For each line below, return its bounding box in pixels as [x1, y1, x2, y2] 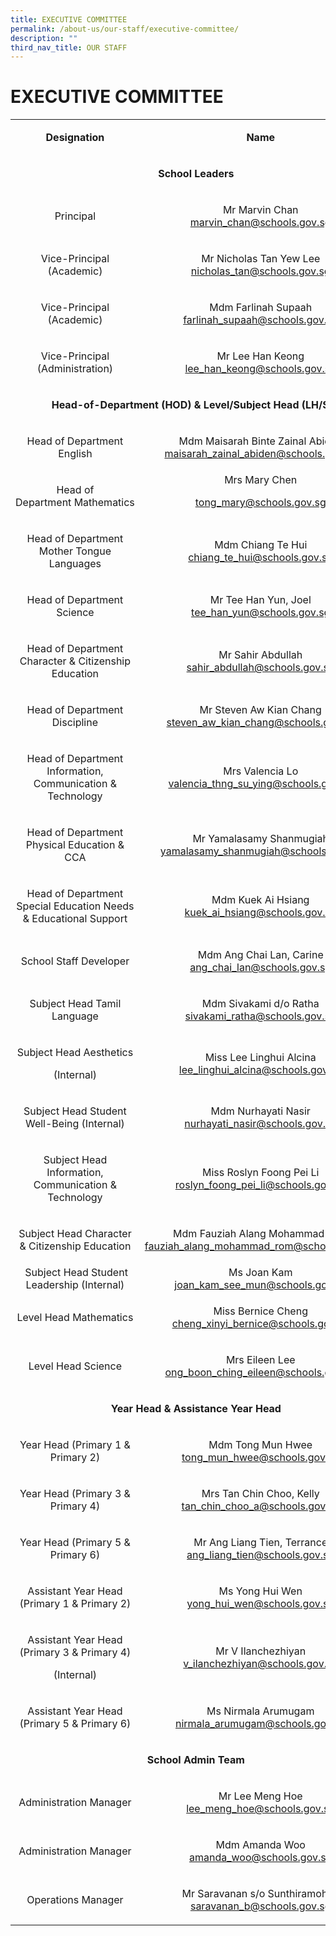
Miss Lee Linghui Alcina [204, 1051, 317, 1065]
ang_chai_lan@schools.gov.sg [189, 961, 332, 975]
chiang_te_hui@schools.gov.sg [188, 551, 334, 565]
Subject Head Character [18, 1227, 132, 1241]
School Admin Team [146, 1753, 245, 1767]
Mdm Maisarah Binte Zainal [178, 434, 307, 448]
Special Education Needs [16, 899, 135, 913]
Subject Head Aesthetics [16, 1046, 134, 1060]
